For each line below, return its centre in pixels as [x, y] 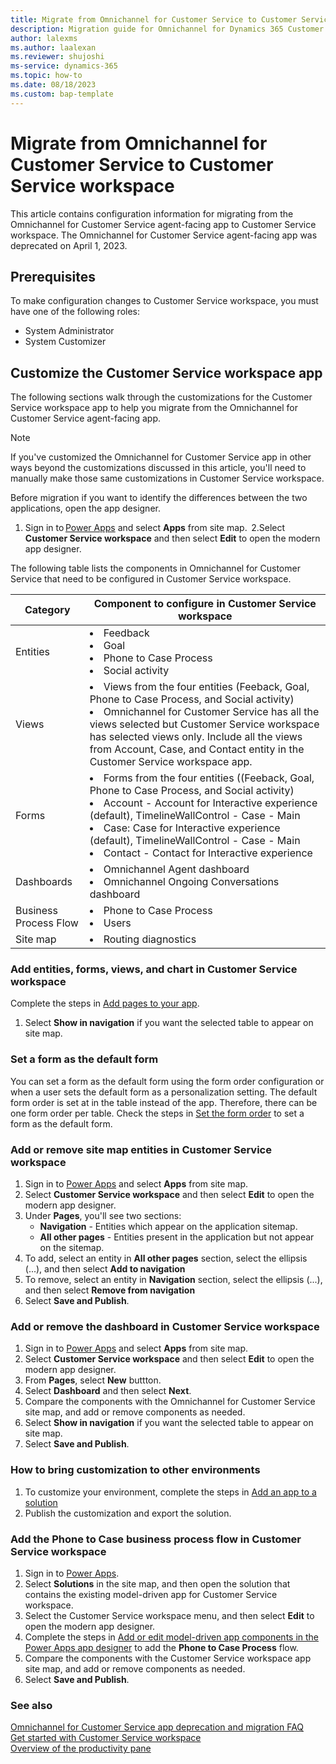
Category [47, 610]
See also [31, 1705]
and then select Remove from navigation [110, 1290]
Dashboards [44, 882]
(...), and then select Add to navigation [105, 1269]
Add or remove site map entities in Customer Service [141, 1149]
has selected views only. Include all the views [196, 737]
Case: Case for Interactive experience [192, 828]
